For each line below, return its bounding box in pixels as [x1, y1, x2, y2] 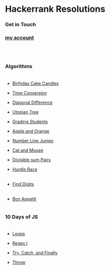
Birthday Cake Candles [12, 80, 59, 86]
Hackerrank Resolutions [5, 3, 106, 15]
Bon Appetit [12, 196, 37, 202]
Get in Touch [5, 21, 36, 28]
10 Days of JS [5, 213, 38, 220]
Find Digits [12, 181, 34, 187]
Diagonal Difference [12, 100, 53, 105]
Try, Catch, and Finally [12, 250, 58, 256]
